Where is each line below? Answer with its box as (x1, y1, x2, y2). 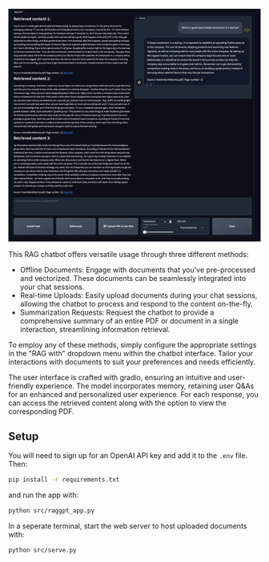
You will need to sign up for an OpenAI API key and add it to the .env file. (8, 451, 248, 460)
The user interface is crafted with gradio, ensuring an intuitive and (8, 372, 227, 382)
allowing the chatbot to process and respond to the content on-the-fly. (19, 299, 254, 308)
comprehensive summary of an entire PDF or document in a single (19, 315, 239, 325)
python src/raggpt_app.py (8, 507, 94, 515)
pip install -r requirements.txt (8, 476, 120, 484)
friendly (8, 381, 34, 391)
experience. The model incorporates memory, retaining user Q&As (35, 381, 255, 391)
